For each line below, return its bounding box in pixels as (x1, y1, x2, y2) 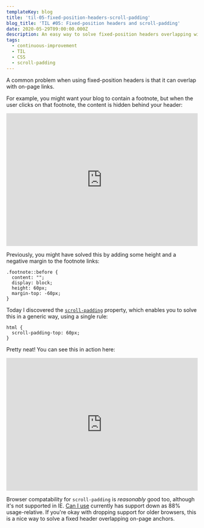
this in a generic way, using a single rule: (6, 313, 108, 320)
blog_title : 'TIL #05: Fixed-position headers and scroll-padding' (6, 20, 181, 26)
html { (6, 324, 23, 331)
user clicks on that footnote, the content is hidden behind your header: (6, 101, 183, 108)
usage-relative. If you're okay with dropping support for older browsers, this (6, 508, 197, 516)
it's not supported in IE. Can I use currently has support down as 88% (6, 502, 181, 509)
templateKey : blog (6, 8, 53, 15)
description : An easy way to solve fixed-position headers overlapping (6, 32, 191, 38)
